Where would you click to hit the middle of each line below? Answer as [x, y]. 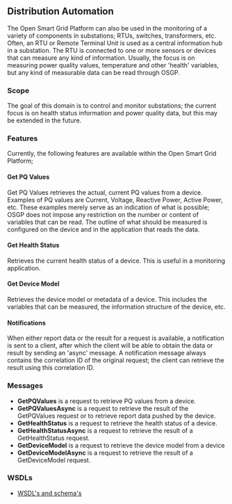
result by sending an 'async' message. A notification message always [107, 353]
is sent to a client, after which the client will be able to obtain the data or [110, 346]
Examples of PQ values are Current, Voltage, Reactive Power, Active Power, [115, 200]
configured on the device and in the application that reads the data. [103, 229]
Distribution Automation [61, 11]
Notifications [27, 323]
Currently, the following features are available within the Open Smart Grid [112, 154]
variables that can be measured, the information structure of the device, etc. [116, 307]
